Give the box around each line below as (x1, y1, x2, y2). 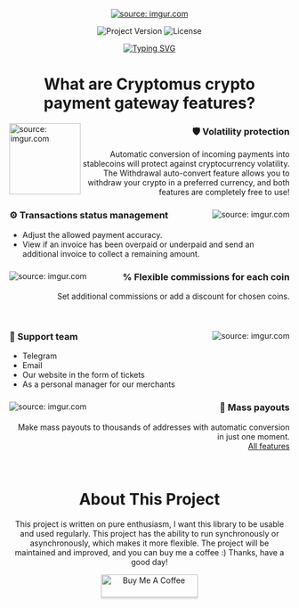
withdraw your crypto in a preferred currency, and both (87, 177, 290, 188)
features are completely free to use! (158, 187, 290, 198)
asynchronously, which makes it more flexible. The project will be (29, 538, 270, 548)
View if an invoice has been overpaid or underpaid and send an (21, 239, 255, 250)
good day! (130, 556, 168, 567)
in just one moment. (217, 431, 290, 441)
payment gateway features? (43, 94, 256, 113)
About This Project (78, 489, 221, 509)
